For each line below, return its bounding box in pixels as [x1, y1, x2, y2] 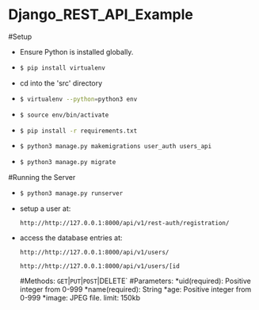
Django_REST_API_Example [8, 6, 194, 24]
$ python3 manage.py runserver [19, 189, 124, 197]
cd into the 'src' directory [19, 78, 103, 88]
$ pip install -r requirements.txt [19, 127, 138, 135]
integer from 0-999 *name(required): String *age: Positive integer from [19, 285, 252, 294]
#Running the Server [8, 173, 76, 182]
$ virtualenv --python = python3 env [19, 95, 138, 103]
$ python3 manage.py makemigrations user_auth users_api [19, 143, 212, 151]
